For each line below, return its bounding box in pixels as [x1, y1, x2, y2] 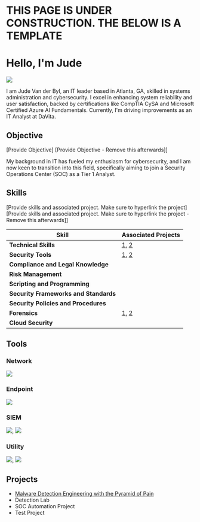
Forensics [9, 309, 38, 317]
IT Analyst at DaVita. [6, 113, 56, 120]
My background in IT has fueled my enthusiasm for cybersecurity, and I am [6, 157, 191, 165]
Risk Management [9, 270, 62, 278]
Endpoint [6, 385, 33, 393]
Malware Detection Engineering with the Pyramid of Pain [14, 490, 154, 497]
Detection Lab [14, 496, 50, 503]
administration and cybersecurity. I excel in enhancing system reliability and [6, 94, 193, 101]
